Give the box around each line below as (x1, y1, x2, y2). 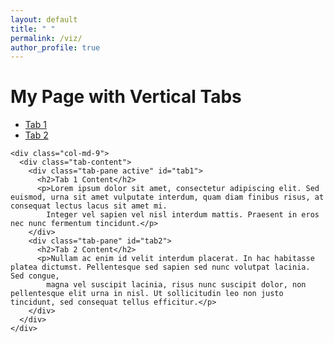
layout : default (10, 14, 78, 25)
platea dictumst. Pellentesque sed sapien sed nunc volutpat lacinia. (10, 262, 311, 273)
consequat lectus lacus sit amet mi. (10, 201, 168, 211)
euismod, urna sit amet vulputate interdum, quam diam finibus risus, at (10, 192, 325, 203)
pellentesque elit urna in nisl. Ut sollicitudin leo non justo (10, 289, 284, 299)
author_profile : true (10, 42, 101, 53)
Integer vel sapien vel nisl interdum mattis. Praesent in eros (46, 210, 320, 220)
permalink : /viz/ (10, 33, 83, 43)
